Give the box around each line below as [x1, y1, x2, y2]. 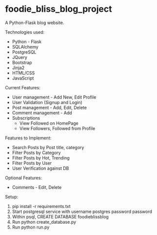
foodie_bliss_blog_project [5, 3, 112, 15]
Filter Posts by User [12, 160, 52, 166]
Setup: [5, 194, 19, 200]
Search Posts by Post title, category [12, 144, 84, 150]
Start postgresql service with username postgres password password [12, 209, 152, 214]
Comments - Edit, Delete [12, 184, 62, 190]
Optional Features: [5, 175, 42, 181]
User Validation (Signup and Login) [12, 99, 83, 105]
